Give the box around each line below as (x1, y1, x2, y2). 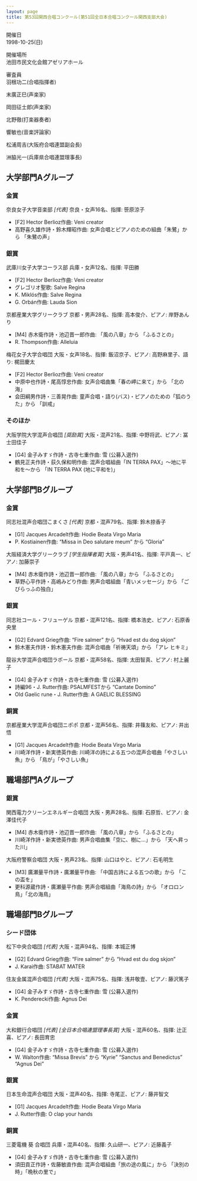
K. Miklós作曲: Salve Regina (14, 291, 82, 298)
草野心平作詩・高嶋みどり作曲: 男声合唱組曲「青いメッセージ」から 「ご (14, 578, 189, 585)
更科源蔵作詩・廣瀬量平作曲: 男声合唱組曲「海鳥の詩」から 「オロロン (14, 883, 184, 890)
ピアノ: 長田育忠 (16, 1034, 55, 1041)
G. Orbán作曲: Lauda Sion (14, 298, 78, 306)
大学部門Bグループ (6, 485, 73, 495)
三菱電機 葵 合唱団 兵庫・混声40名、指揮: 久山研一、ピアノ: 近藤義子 (6, 1141, 172, 1148)
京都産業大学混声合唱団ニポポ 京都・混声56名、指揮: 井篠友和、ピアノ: (6, 721, 178, 729)
